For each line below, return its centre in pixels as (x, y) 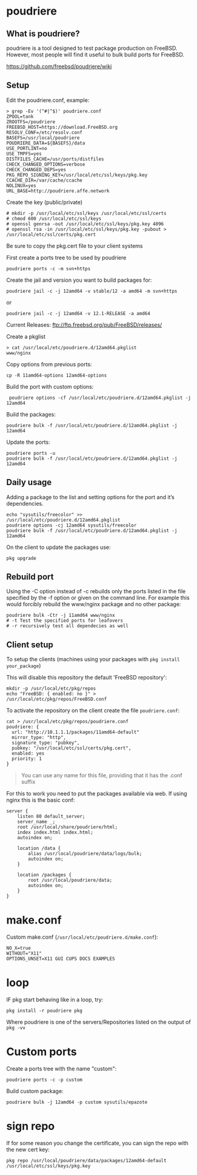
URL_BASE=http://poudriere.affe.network (58, 191)
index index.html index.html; (55, 833)
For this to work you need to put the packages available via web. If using (97, 794)
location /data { (39, 848)
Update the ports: (28, 442)
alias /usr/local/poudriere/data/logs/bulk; (85, 854)
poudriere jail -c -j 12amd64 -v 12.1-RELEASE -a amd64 (78, 313)
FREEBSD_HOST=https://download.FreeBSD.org (62, 127)
